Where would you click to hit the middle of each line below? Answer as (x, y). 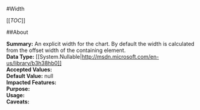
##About (17, 32)
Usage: (16, 95)
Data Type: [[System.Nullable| (44, 57)
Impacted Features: (31, 82)
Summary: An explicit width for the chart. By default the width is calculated (101, 44)
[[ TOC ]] (16, 20)
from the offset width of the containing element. (66, 50)
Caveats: (18, 102)
